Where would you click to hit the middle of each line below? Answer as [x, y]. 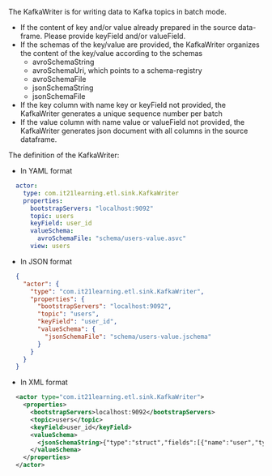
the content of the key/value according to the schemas [111, 53]
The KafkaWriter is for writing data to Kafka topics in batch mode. [117, 12]
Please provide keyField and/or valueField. [115, 36]
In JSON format [46, 261]
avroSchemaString [63, 62]
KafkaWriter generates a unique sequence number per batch [121, 114]
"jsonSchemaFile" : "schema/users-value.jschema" [128, 337]
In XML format [44, 382]
